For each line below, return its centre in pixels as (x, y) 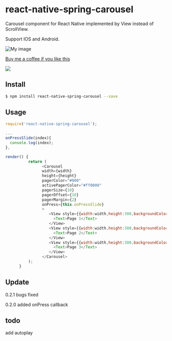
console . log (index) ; (32, 143)
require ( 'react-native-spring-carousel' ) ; (51, 124)
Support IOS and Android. (33, 39)
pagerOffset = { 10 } (60, 195)
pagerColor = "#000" (61, 181)
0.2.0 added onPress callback (37, 304)
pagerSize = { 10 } (58, 190)
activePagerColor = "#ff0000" (72, 185)
